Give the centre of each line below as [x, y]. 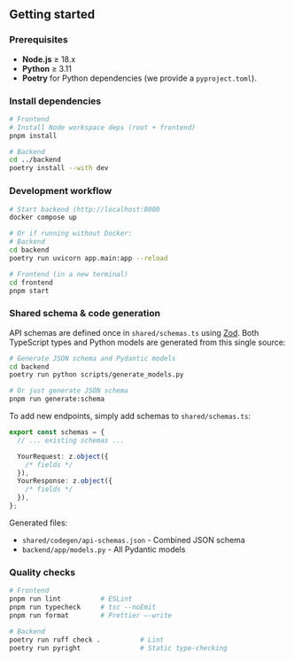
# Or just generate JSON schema [69, 391]
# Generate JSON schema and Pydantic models [93, 358]
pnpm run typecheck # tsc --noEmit [83, 607]
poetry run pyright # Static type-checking [118, 648]
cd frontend [31, 283]
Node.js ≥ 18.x [49, 59]
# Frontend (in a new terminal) [69, 274]
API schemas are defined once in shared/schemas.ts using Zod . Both [134, 332]
